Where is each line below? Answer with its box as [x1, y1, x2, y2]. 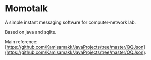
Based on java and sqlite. [5, 29, 57, 35]
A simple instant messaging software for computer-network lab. [5, 19, 136, 25]
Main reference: [5, 38, 38, 45]
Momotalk [5, 3, 48, 14]
